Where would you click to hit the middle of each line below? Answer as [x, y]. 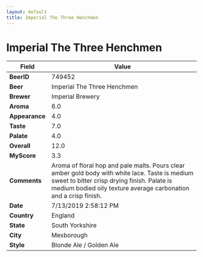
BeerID [19, 77]
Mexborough [69, 235]
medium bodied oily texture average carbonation [120, 189]
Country [21, 216]
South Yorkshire [74, 225]
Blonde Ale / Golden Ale [85, 245]
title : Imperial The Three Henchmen [52, 18]
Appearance [27, 116]
